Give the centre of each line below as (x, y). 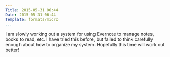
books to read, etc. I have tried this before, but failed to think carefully (79, 39)
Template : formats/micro (32, 19)
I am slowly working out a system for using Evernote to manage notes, (80, 34)
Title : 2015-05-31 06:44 (32, 10)
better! (12, 50)
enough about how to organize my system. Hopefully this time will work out (85, 45)
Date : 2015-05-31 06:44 (31, 15)
